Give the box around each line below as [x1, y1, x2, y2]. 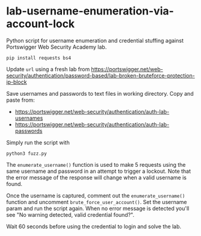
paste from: [6, 96, 35, 104]
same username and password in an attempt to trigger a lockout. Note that [6, 167, 191, 175]
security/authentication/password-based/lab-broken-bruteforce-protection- [6, 72, 196, 79]
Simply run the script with [6, 138, 70, 146]
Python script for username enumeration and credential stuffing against [6, 37, 184, 44]
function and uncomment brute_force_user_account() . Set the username [6, 198, 187, 205]
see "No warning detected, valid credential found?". [6, 211, 134, 218]
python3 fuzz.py [6, 151, 47, 157]
